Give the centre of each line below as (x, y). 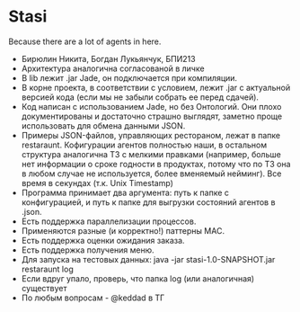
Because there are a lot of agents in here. (85, 41)
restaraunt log (47, 269)
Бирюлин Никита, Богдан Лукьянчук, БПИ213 (108, 58)
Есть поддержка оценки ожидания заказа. (103, 240)
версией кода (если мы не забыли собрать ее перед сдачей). (140, 97)
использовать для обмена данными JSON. (103, 125)
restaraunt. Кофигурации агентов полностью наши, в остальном (144, 145)
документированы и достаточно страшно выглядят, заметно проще (152, 116)
